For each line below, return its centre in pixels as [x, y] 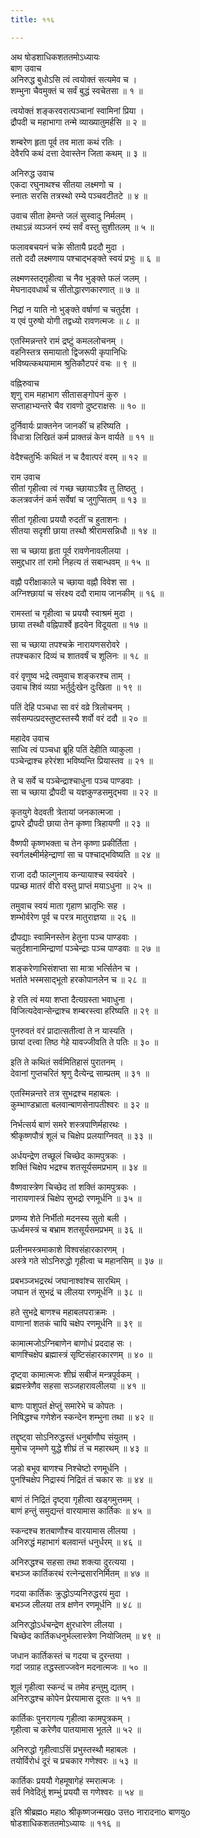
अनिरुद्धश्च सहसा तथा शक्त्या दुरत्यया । [72, 1562]
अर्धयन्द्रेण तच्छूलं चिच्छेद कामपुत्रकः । [68, 1155]
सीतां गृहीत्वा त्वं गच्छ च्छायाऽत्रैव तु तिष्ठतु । [77, 488]
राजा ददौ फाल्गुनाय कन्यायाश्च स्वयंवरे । [73, 874]
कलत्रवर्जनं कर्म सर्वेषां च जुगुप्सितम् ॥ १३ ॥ [78, 499]
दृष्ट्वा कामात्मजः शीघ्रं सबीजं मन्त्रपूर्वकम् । [75, 1374]
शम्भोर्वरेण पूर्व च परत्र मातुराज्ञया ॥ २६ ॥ [73, 917]
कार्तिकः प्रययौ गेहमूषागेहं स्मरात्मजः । [67, 1780]
